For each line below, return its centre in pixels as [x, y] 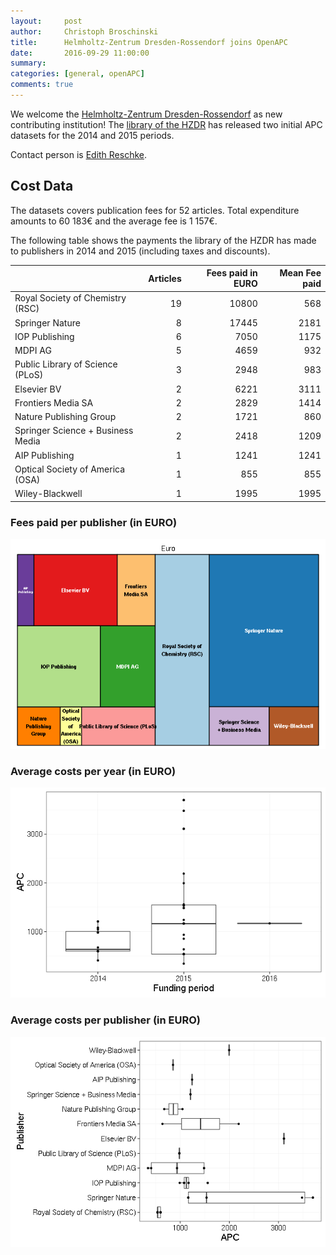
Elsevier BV [38, 389]
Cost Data [42, 186]
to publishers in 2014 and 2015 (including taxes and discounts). [140, 251]
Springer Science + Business [74, 431]
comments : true [42, 85]
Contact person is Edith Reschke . [79, 154]
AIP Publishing [44, 455]
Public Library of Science [66, 364]
